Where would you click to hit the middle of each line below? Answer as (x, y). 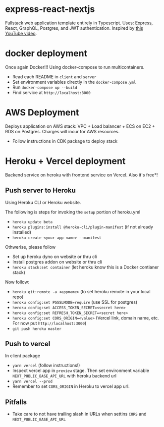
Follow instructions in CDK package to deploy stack (65, 141)
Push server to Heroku (40, 190)
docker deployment (46, 53)
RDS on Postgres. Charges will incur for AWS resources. (62, 131)
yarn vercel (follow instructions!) (46, 366)
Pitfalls (16, 402)
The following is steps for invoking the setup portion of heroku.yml (73, 212)
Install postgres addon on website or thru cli (57, 262)
